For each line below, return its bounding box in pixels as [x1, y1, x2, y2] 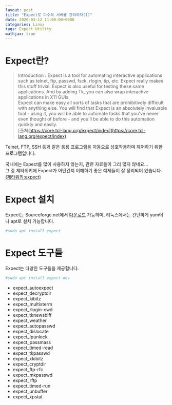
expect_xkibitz [12, 355, 44, 361]
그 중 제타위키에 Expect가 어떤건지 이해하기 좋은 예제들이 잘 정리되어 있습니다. [5, 167, 163, 173]
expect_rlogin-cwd [12, 306, 53, 313]
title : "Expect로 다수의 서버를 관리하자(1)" [5, 12, 92, 17]
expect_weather [12, 317, 47, 323]
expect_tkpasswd [12, 350, 50, 356]
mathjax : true [5, 31, 36, 36]
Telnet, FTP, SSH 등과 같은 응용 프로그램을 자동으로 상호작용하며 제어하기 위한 [5, 144, 163, 150]
